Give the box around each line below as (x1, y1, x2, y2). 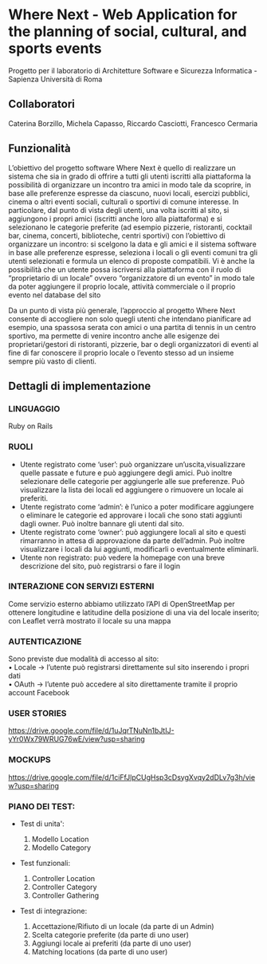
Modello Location (31, 835, 89, 844)
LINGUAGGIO (8, 403, 61, 414)
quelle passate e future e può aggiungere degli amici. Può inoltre (19, 468, 233, 478)
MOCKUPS (8, 754, 52, 765)
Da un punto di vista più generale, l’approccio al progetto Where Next (8, 305, 236, 315)
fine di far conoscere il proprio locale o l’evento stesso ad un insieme (8, 348, 234, 357)
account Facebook (8, 688, 70, 698)
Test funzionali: (19, 859, 71, 868)
